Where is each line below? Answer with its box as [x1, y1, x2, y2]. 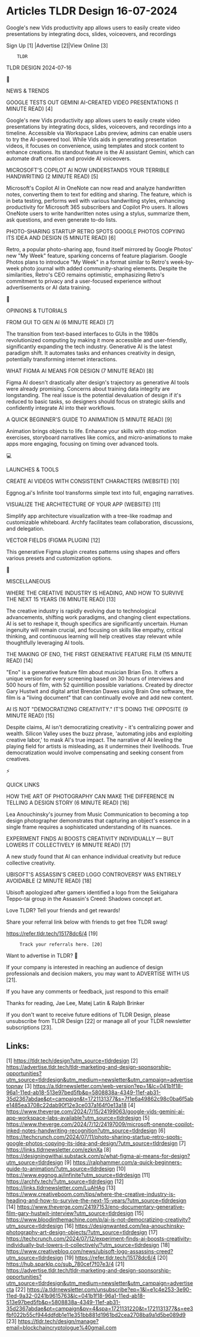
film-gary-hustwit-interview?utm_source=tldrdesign [6, 1210, 134, 1217]
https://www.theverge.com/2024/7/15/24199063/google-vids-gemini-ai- [6, 1108, 185, 1115]
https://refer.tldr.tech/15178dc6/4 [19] [6, 930, 98, 937]
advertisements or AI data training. [6, 284, 91, 291]
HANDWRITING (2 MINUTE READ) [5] [6, 172, 99, 180]
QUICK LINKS [6, 781, 40, 788]
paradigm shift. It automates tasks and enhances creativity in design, [6, 349, 176, 357]
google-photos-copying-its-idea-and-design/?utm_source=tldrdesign [6, 1140, 178, 1147]
